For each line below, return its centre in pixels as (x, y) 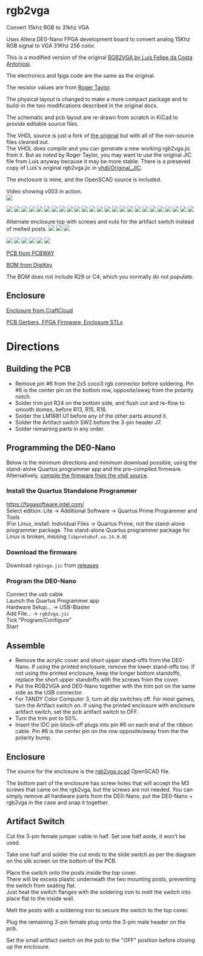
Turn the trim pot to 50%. (47, 718)
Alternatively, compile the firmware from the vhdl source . (77, 475)
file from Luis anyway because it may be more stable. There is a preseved (98, 161)
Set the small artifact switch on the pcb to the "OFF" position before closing (101, 940)
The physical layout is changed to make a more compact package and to (97, 99)
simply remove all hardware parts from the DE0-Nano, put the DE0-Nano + (99, 796)
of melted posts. (27, 229)
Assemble (26, 646)
